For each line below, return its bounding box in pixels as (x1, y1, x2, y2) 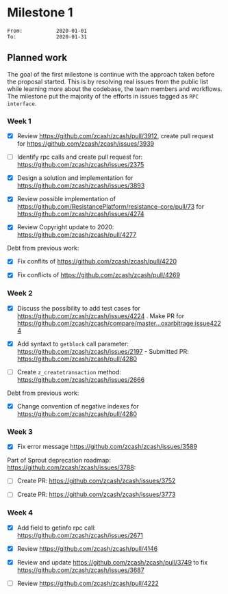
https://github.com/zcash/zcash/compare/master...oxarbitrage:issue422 (16, 319, 221, 327)
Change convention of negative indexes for (16, 402, 139, 410)
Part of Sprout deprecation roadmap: (7, 456, 111, 465)
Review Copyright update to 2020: (16, 223, 114, 231)
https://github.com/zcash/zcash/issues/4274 (16, 210, 144, 218)
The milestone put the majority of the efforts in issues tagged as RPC (7, 92, 199, 100)
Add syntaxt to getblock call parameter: (16, 339, 129, 348)
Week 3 (7, 426, 33, 436)
